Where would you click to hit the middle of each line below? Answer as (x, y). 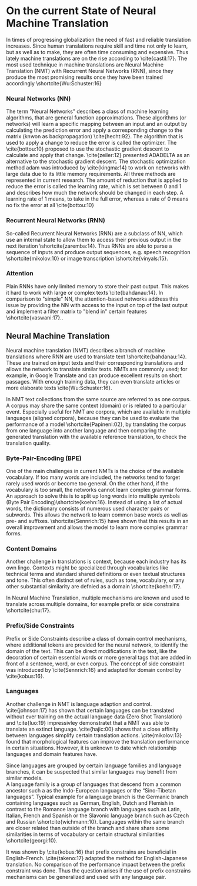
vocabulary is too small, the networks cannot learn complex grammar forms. (98, 489)
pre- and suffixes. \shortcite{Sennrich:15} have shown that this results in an (98, 521)
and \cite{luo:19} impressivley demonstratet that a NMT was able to (88, 722)
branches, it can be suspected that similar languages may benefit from (92, 771)
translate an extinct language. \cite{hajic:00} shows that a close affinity (92, 729)
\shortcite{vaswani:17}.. (35, 317)
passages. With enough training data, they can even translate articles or (93, 381)
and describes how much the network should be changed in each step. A (95, 193)
